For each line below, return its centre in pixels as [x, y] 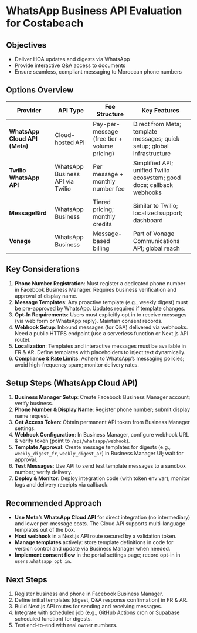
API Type [71, 110]
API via [64, 181]
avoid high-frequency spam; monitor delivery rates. [77, 364]
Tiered [102, 202]
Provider [29, 110]
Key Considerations [43, 269]
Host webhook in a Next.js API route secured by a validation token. [96, 536]
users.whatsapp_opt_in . [43, 561]
